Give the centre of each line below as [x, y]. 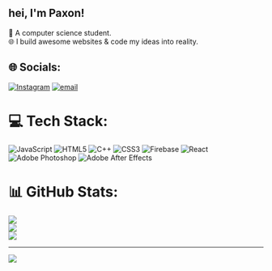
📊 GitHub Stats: [64, 191]
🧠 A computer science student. [60, 32]
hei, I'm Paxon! [47, 13]
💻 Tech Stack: [58, 121]
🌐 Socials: [35, 68]
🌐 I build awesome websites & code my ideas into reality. [103, 41]
